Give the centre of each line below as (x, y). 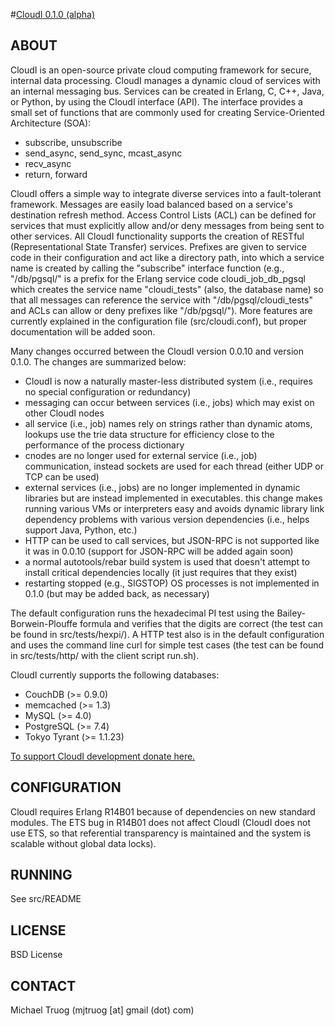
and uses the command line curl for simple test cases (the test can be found (167, 645)
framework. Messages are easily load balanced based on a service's (151, 204)
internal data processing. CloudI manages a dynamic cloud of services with (165, 80)
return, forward (56, 174)
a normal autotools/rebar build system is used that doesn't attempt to (167, 561)
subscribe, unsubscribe (73, 142)
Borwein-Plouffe (44, 623)
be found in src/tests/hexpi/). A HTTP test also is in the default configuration (167, 634)
